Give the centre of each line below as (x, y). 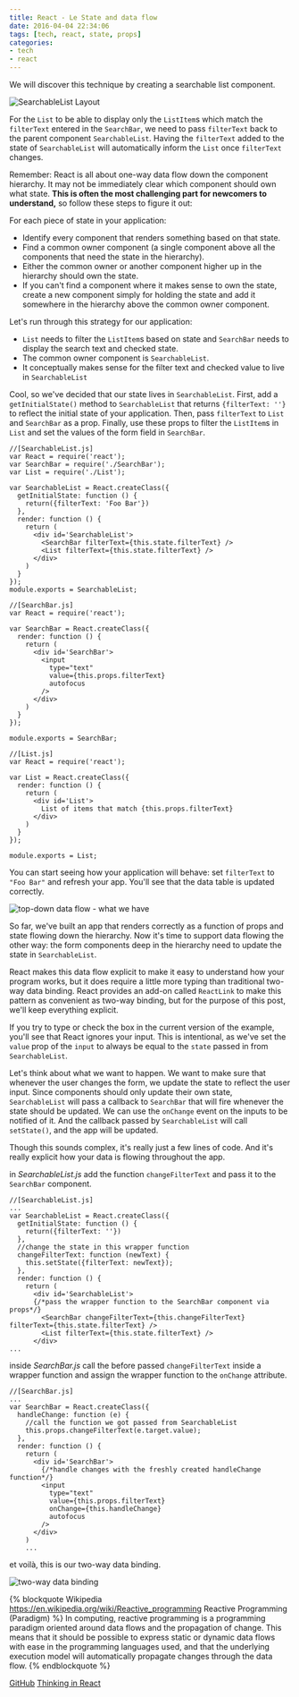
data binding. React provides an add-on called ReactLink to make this (154, 991)
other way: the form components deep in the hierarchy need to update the (146, 945)
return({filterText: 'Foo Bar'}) (87, 504)
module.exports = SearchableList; (74, 590)
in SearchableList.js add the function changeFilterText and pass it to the (143, 1174)
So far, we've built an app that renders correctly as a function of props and (146, 926)
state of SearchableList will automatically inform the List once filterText (145, 148)
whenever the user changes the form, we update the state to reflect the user (150, 1082)
